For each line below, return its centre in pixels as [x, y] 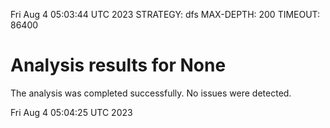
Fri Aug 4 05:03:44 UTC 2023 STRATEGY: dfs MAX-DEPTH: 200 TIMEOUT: [165, 14]
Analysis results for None [118, 65]
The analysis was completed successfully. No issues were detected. [151, 93]
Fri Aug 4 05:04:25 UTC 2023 [71, 112]
